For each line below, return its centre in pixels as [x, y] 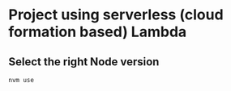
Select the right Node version [84, 62]
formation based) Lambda [98, 32]
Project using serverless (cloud [116, 15]
